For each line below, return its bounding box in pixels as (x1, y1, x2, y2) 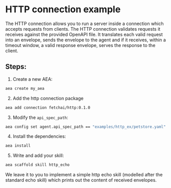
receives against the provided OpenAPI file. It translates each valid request (5, 31, 163, 37)
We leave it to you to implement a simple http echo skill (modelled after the (5, 172, 163, 178)
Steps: (5, 62, 27, 71)
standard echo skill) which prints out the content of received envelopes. (5, 177, 157, 183)
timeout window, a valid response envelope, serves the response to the (5, 42, 156, 48)
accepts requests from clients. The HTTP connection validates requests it (5, 26, 161, 32)
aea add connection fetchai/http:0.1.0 (5, 105, 91, 110)
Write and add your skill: (12, 152, 64, 159)
